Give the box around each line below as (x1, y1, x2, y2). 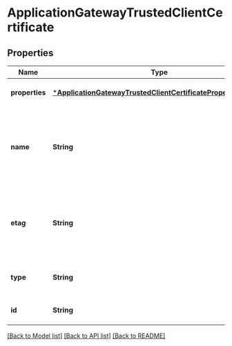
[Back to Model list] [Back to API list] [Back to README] (7, 331, 166, 340)
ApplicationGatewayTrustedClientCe (7, 5, 223, 21)
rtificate (7, 19, 55, 35)
